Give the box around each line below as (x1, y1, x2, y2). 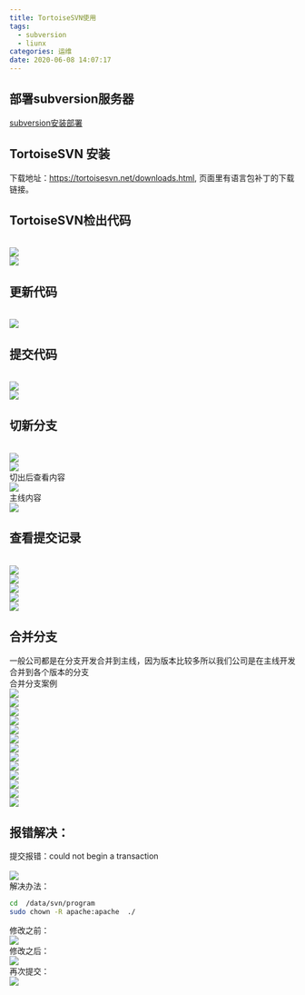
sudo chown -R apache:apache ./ (9, 908, 136, 917)
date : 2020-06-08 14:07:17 (9, 55, 112, 65)
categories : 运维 (9, 47, 73, 56)
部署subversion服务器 (9, 92, 134, 107)
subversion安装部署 (9, 117, 84, 128)
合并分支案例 (9, 678, 57, 689)
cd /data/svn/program (9, 899, 95, 909)
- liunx (17, 38, 47, 48)
